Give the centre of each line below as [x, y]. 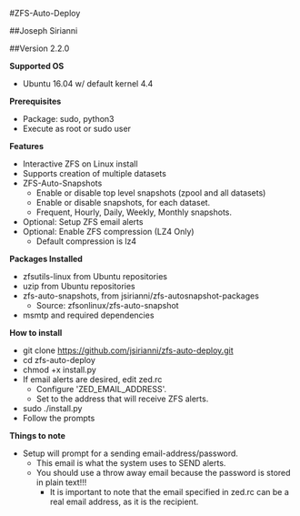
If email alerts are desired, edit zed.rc [92, 379]
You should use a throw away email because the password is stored [163, 473]
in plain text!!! [61, 482]
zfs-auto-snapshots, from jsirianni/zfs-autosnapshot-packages [140, 296]
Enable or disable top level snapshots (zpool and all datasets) [151, 193]
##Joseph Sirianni [44, 30]
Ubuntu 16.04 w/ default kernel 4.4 [88, 84]
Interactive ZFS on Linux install [80, 164]
